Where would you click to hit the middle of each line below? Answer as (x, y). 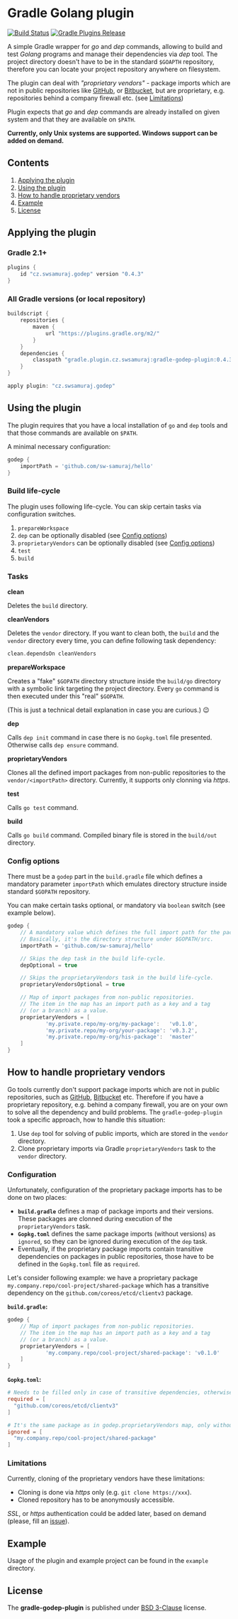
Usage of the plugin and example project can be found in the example (108, 1561)
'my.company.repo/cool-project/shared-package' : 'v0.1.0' (132, 1353)
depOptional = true (49, 965)
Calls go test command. (43, 807)
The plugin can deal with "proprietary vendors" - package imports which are (119, 82)
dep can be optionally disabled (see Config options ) (92, 535)
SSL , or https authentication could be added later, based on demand (107, 1514)
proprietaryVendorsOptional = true (73, 985)
